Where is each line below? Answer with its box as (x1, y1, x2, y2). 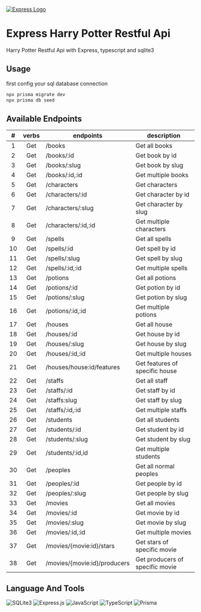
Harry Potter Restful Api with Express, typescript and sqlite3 (6, 46, 154, 53)
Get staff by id (135, 386, 175, 395)
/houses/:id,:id (45, 350, 86, 358)
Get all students (135, 416, 180, 424)
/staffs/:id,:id (45, 406, 81, 414)
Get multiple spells (135, 264, 188, 273)
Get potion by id (135, 283, 181, 292)
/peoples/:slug (45, 489, 86, 498)
